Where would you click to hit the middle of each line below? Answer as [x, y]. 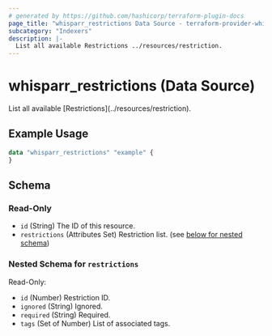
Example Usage [49, 134]
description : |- [36, 38]
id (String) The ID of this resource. [78, 226]
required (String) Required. [65, 315]
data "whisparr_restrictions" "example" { [81, 152]
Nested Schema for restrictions [74, 264]
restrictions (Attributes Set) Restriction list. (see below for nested [131, 235]
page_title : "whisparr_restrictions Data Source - [96, 23]
